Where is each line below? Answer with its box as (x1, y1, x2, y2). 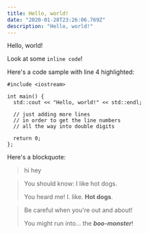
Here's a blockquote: (7, 153, 66, 161)
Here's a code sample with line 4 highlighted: (7, 68, 135, 76)
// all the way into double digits (13, 123, 115, 130)
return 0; (13, 135, 41, 142)
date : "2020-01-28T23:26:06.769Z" (7, 16, 106, 23)
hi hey (23, 166, 42, 174)
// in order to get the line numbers (13, 117, 121, 124)
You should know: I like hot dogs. (23, 179, 118, 188)
